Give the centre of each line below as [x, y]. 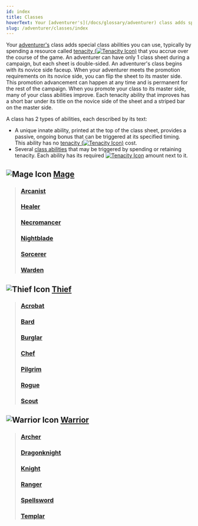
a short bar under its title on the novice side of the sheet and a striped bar [96, 102]
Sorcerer [33, 254]
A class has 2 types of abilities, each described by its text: [77, 119]
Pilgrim [31, 370]
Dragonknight [41, 453]
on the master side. [29, 107]
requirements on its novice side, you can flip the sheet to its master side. [94, 76]
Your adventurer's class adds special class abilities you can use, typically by [99, 45]
